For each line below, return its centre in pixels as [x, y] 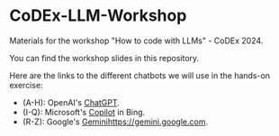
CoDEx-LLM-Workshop [98, 16]
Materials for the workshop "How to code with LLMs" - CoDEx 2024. [136, 41]
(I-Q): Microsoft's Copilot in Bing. [84, 112]
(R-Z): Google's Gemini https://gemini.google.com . [115, 122]
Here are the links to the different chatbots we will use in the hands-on [140, 75]
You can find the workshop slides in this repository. [104, 58]
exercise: [26, 85]
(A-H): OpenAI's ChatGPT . [71, 102]
